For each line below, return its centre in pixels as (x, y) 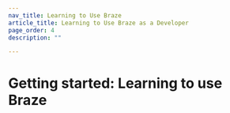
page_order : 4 (32, 30)
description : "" (35, 38)
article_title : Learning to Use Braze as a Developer (99, 23)
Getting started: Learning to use (115, 83)
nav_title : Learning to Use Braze (65, 15)
